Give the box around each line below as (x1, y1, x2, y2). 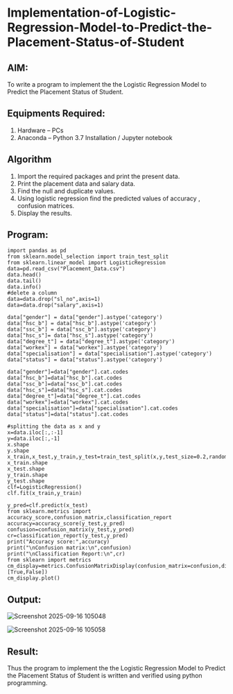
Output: (7, 593, 42, 605)
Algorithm (7, 154, 52, 166)
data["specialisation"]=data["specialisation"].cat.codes (7, 405, 178, 412)
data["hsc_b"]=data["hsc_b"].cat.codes (7, 374, 123, 382)
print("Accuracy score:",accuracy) (7, 539, 110, 546)
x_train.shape (7, 460, 49, 467)
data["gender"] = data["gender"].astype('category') (7, 314, 163, 321)
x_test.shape (7, 466, 45, 473)
